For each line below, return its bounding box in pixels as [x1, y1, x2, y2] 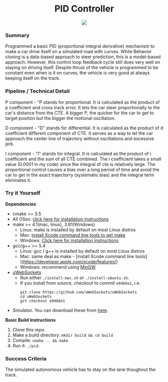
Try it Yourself [5, 189, 41, 197]
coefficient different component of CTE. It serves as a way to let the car [5, 130, 153, 136]
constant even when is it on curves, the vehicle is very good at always [5, 70, 150, 76]
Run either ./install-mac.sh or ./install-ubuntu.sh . [20, 274, 129, 281]
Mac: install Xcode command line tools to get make [20, 232, 125, 238]
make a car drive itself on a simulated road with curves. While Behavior [5, 49, 152, 55]
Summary [5, 32, 30, 39]
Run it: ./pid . [12, 342, 40, 348]
